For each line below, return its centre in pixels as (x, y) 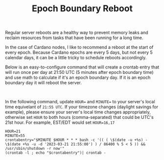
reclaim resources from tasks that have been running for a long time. (74, 38)
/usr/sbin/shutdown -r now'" (35, 148)
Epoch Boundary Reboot (82, 9)
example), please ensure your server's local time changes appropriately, (78, 112)
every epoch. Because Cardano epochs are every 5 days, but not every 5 (79, 52)
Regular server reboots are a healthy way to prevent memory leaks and (77, 32)
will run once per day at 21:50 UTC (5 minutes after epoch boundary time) (79, 72)
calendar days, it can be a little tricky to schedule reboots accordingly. (76, 57)
